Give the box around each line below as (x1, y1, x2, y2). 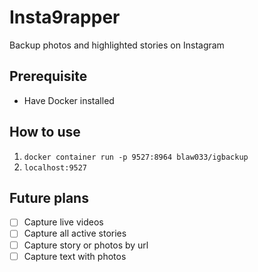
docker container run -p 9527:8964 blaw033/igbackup (23, 152, 249, 162)
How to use (9, 124, 81, 141)
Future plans (9, 189, 89, 206)
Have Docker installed (23, 94, 115, 106)
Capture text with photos (23, 250, 127, 262)
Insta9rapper (9, 6, 121, 29)
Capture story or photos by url (23, 239, 149, 251)
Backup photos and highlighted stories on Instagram (9, 39, 225, 51)
